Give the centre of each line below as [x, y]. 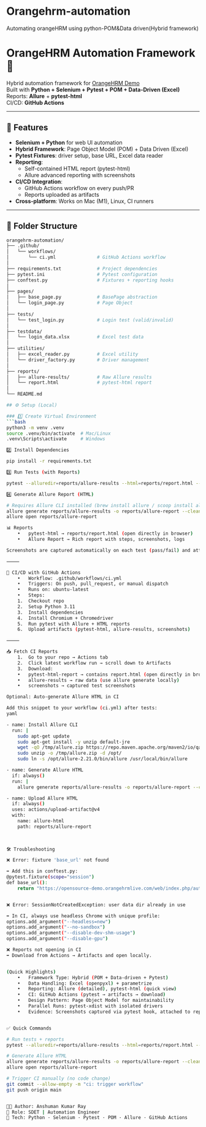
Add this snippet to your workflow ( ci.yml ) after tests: [82, 708]
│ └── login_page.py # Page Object [70, 303]
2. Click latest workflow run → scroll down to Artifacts [94, 663]
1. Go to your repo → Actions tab [63, 657]
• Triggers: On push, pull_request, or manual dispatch [93, 584]
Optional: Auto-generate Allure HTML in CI [63, 697]
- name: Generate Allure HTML [45, 770]
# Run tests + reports [35, 1039]
